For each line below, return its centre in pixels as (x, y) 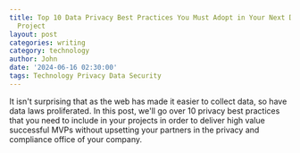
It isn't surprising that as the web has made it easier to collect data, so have (148, 101)
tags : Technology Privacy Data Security (86, 76)
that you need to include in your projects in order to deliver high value (137, 120)
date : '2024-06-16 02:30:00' (63, 68)
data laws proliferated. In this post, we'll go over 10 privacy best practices (145, 110)
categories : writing (48, 42)
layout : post (33, 34)
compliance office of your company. (76, 139)
